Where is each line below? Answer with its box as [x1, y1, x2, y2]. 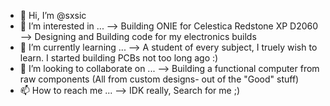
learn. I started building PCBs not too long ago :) [19, 52, 219, 64]
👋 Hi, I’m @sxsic [19, 10, 87, 21]
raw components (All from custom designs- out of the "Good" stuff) [19, 73, 300, 85]
